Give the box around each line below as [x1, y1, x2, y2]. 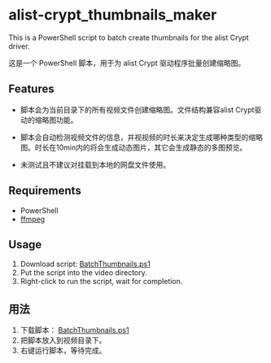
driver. [8, 41, 30, 50]
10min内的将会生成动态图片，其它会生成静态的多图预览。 [55, 142, 247, 152]
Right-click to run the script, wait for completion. [20, 277, 183, 286]
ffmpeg [20, 214, 46, 224]
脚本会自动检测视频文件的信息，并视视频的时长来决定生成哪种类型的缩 [20, 132, 256, 142]
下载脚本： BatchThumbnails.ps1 [20, 326, 129, 335]
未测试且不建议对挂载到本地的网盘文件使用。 [20, 160, 171, 169]
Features [8, 82, 55, 96]
